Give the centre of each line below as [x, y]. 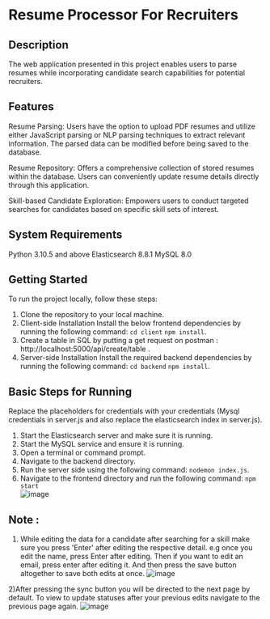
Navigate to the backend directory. [78, 461]
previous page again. [44, 606]
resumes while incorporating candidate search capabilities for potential [127, 73]
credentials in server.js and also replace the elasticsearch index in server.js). [135, 420]
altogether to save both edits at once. [82, 574]
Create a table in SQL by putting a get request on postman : [119, 341]
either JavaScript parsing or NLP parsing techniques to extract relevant [127, 134]
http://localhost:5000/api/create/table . [85, 349]
